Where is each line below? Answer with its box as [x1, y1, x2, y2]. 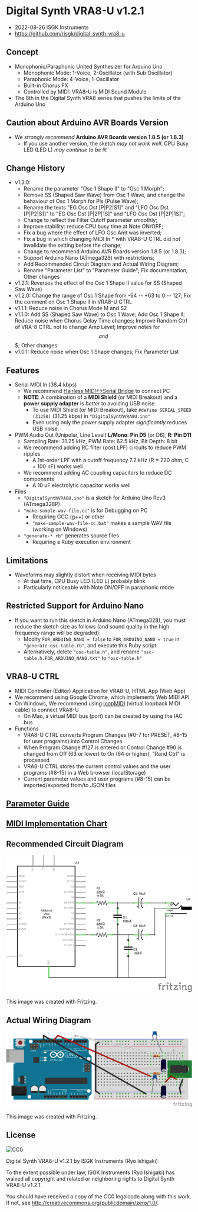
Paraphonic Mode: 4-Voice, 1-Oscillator [23, 75, 120, 82]
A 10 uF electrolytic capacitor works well [32, 482, 131, 489]
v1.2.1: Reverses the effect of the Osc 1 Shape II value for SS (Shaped [14, 279, 182, 286]
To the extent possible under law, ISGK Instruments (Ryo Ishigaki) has [6, 1169, 175, 1176]
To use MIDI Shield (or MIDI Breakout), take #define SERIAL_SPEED [32, 407, 192, 414]
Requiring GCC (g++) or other [32, 513, 105, 520]
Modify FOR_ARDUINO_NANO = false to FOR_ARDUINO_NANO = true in [23, 635, 180, 643]
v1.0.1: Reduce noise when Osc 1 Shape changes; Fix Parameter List [14, 348, 179, 356]
